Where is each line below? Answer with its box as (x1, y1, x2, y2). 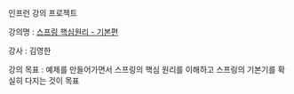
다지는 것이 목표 (24, 75, 80, 86)
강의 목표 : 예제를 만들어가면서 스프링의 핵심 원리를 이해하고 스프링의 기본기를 (8, 65, 276, 74)
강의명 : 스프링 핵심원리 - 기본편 (8, 27, 119, 37)
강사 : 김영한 (8, 45, 52, 56)
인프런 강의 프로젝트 (8, 8, 77, 18)
